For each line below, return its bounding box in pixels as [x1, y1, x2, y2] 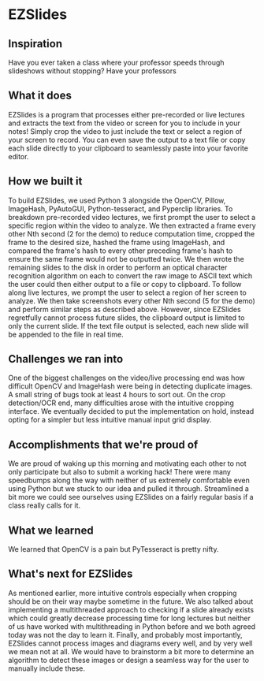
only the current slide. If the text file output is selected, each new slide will [8, 321, 250, 330]
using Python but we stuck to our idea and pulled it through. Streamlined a [8, 484, 250, 493]
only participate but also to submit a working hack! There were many [8, 467, 231, 477]
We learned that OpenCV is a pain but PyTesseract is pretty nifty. [8, 545, 219, 554]
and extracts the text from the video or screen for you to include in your [8, 118, 240, 128]
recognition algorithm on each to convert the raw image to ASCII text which [8, 270, 253, 281]
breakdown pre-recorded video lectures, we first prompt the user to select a [8, 212, 256, 221]
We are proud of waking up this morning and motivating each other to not [8, 459, 247, 468]
